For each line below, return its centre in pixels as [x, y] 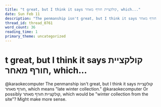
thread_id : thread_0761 [29, 23]
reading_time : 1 [21, 32]
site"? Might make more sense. [36, 99]
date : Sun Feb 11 [22, 14]
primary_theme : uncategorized [36, 37]
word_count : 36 [20, 27]
